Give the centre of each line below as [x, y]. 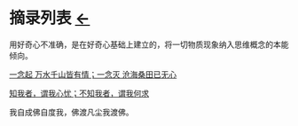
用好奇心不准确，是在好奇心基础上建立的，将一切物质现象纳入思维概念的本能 [149, 44]
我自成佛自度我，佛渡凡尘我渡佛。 [71, 112]
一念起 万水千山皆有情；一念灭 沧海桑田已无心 [93, 74]
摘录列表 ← [50, 18]
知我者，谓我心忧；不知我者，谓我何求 [79, 93]
